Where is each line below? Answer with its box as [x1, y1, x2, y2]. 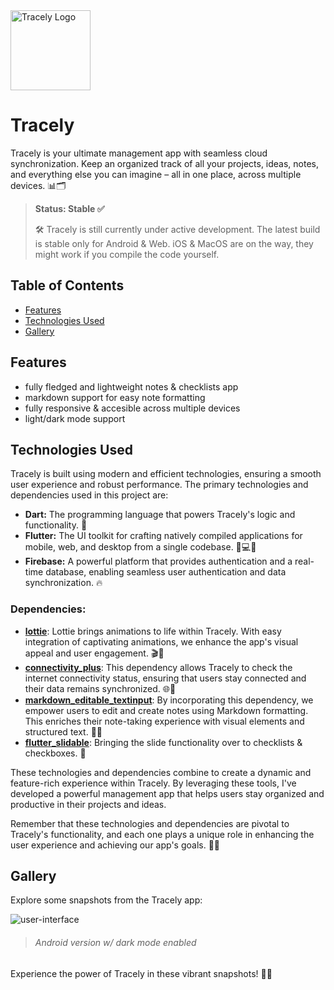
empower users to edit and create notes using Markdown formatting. [24, 704, 309, 716]
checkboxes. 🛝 [24, 747, 87, 759]
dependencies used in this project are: [10, 489, 169, 501]
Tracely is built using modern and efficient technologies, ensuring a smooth [10, 468, 322, 480]
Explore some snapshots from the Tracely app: [10, 894, 203, 906]
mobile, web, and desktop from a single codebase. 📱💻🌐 [24, 541, 257, 553]
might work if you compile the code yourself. [34, 248, 220, 260]
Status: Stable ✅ [34, 202, 105, 214]
